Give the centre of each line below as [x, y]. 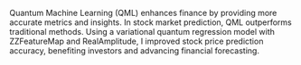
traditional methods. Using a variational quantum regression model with [142, 32]
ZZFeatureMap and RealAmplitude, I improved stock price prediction [136, 41]
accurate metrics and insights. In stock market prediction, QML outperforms [150, 22]
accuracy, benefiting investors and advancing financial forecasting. [135, 51]
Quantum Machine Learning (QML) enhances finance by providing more [143, 13]
